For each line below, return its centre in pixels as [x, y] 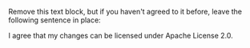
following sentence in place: [55, 20]
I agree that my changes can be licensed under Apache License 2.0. [121, 36]
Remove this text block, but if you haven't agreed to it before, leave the [125, 12]
